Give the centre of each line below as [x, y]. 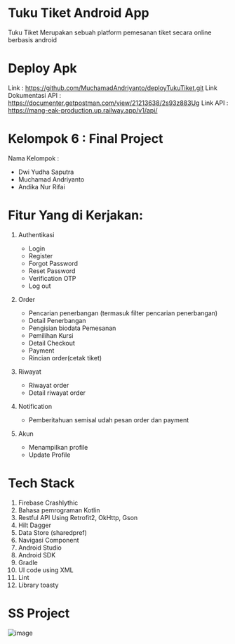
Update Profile [49, 455]
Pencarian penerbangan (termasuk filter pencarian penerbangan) [123, 313]
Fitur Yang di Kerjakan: [75, 215]
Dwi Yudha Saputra [46, 172]
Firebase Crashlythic [48, 503]
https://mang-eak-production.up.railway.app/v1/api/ [83, 110]
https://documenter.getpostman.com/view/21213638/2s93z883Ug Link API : [118, 103]
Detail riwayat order [57, 393]
